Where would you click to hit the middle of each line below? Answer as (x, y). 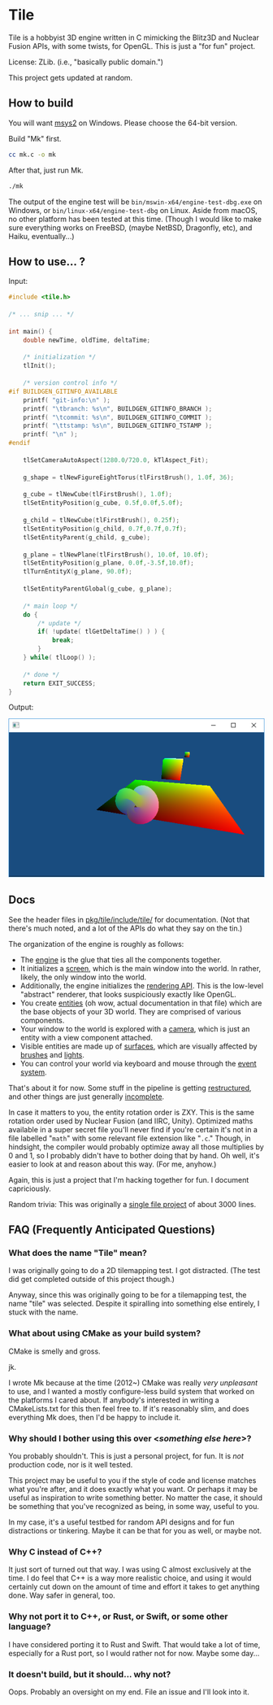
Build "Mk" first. (35, 138)
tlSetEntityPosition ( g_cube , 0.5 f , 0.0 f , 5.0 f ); (103, 503)
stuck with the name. (43, 1312)
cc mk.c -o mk (32, 155)
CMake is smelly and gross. (54, 1351)
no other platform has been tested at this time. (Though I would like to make (135, 219)
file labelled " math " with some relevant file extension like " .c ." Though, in (130, 1138)
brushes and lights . (52, 1054)
